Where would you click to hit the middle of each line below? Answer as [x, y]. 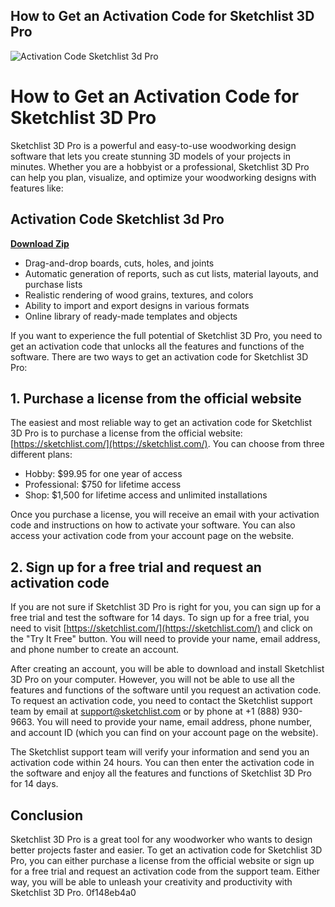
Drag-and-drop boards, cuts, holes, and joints [119, 263]
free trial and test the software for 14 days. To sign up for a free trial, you [160, 618]
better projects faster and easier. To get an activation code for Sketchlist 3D [166, 850]
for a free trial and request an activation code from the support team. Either [165, 871]
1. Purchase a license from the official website [156, 398]
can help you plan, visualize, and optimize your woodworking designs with [163, 177]
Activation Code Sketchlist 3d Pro [117, 219]
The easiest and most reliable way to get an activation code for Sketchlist [161, 423]
